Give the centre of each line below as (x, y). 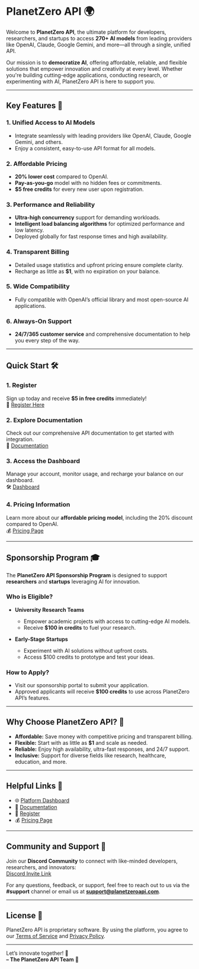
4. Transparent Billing (38, 252)
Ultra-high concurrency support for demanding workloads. (87, 218)
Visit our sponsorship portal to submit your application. (82, 685)
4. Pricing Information (38, 505)
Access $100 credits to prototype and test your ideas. (89, 657)
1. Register (22, 385)
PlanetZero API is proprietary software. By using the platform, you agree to (97, 930)
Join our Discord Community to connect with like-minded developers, (92, 861)
